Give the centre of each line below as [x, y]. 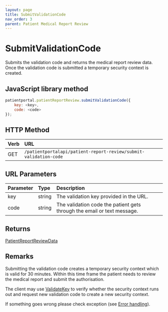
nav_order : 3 [19, 19]
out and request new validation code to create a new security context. [77, 294]
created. [14, 73]
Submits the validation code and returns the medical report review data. [79, 63]
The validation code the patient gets [98, 205]
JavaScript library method [47, 89]
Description [70, 188]
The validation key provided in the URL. [102, 197]
